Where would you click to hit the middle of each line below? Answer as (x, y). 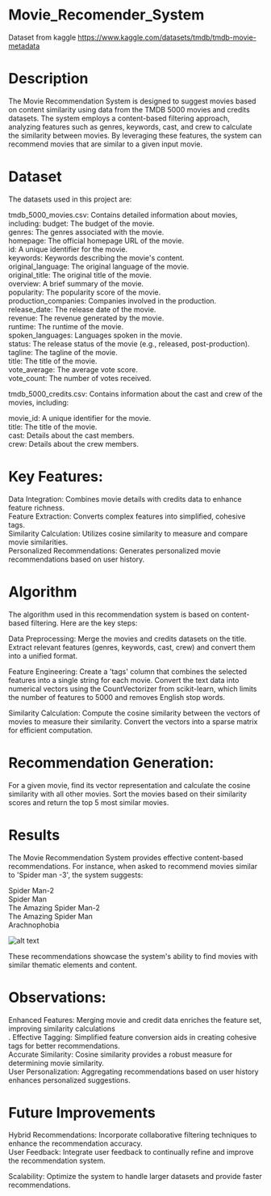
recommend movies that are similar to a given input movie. (106, 144)
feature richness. (37, 507)
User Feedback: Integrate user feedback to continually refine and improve (131, 1152)
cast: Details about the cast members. (71, 435)
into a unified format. (43, 655)
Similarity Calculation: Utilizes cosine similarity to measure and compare (128, 533)
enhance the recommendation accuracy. (75, 1143)
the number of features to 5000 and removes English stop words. (117, 697)
